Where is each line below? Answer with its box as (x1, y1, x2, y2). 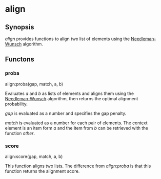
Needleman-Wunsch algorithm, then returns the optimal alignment (5, 95, 138, 101)
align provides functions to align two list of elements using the (5, 36, 130, 42)
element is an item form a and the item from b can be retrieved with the (5, 125, 148, 131)
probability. (5, 101, 28, 107)
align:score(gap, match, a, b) (5, 153, 63, 159)
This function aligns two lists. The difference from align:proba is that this (5, 163, 151, 169)
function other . (5, 130, 35, 136)
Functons (5, 55, 35, 64)
